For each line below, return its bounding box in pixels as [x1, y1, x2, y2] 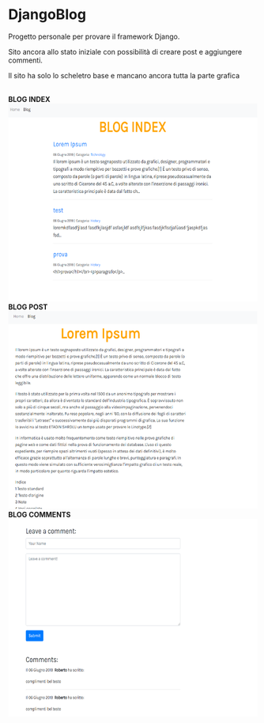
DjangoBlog [8, 6, 87, 24]
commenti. [8, 55, 43, 65]
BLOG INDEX [8, 94, 51, 104]
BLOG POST [8, 302, 48, 312]
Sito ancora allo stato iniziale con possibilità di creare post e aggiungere [8, 47, 243, 56]
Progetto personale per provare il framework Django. [8, 32, 180, 41]
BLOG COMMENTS [8, 509, 71, 519]
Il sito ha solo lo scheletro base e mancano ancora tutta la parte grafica [8, 70, 239, 80]
